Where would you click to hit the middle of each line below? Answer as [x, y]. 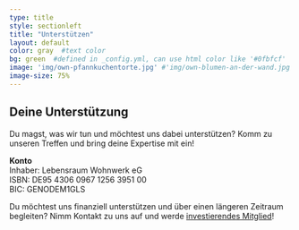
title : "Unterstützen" [51, 34]
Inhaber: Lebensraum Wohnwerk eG [76, 170]
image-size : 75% [39, 76]
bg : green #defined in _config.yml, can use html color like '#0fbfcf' [148, 59]
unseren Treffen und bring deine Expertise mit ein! [102, 143]
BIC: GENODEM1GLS [47, 189]
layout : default [39, 43]
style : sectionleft [46, 26]
